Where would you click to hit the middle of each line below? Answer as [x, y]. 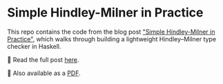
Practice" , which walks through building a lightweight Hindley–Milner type [111, 39]
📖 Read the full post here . [43, 59]
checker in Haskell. [34, 46]
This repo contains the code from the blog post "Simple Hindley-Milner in [111, 32]
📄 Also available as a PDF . [44, 73]
